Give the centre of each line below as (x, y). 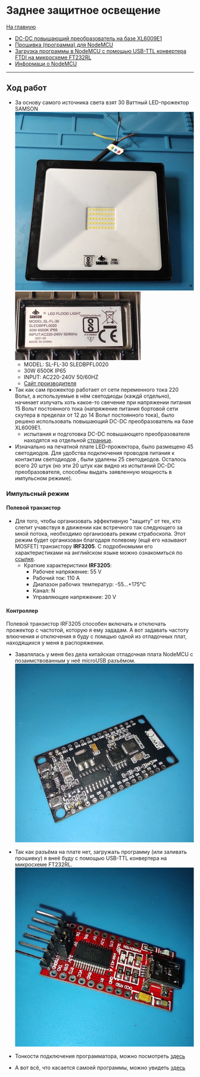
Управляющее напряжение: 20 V (74, 597)
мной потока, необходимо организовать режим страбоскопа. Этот (100, 534)
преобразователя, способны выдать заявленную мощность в (93, 472)
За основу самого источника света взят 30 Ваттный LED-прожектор (102, 102)
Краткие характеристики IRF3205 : (68, 566)
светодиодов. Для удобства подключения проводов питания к (95, 452)
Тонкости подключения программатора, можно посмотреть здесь (100, 1056)
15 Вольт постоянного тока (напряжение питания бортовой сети (96, 408)
